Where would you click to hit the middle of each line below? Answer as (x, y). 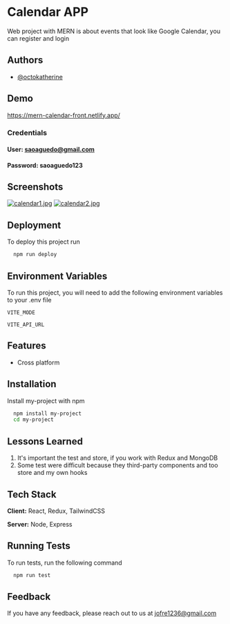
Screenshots (35, 187)
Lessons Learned (45, 441)
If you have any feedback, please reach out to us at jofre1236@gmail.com (112, 613)
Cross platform (38, 362)
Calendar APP (48, 12)
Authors (25, 60)
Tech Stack (32, 494)
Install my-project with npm (46, 400)
